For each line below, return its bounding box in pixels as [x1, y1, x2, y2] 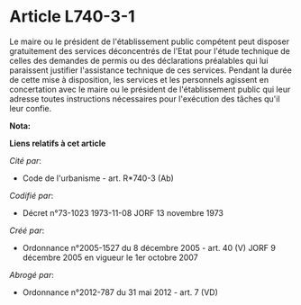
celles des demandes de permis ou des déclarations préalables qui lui [9, 55, 269, 66]
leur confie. [9, 103, 52, 113]
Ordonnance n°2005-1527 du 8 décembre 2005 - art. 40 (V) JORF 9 [22, 242, 277, 253]
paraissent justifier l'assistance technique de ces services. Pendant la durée [9, 65, 293, 76]
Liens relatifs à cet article [9, 138, 106, 148]
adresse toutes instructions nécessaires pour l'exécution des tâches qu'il [9, 93, 281, 104]
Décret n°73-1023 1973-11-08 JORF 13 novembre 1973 [22, 207, 223, 218]
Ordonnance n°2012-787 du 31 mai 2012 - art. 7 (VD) [22, 286, 219, 298]
